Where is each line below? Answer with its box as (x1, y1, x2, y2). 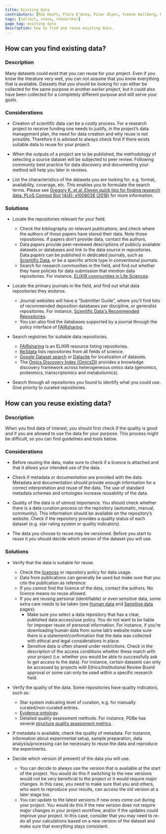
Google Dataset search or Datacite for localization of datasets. (19, 354, 147, 360)
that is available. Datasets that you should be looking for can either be (5, 80, 147, 87)
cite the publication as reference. (19, 580, 87, 586)
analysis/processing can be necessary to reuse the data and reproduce (12, 741, 158, 747)
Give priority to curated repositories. (12, 384, 86, 390)
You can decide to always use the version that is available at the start (19, 765, 161, 771)
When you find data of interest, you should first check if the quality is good (5, 425, 158, 431)
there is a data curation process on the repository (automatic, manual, (12, 505, 155, 511)
